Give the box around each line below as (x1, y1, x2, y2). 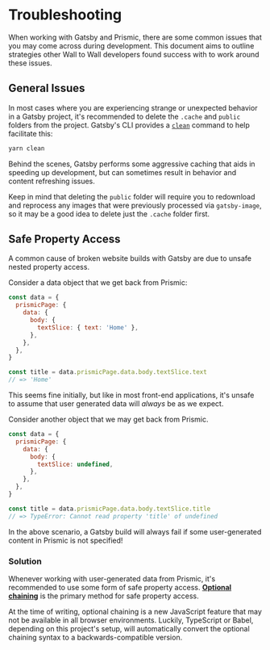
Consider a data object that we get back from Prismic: (8, 278, 188, 287)
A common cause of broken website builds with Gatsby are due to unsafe (8, 254, 252, 263)
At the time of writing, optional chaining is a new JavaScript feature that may (8, 606, 262, 616)
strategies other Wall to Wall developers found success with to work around (8, 49, 260, 59)
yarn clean (8, 144, 45, 153)
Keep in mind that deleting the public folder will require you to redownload (8, 191, 255, 201)
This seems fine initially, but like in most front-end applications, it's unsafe (8, 390, 255, 400)
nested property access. (8, 262, 90, 272)
